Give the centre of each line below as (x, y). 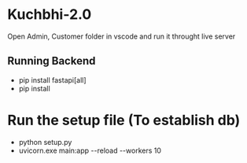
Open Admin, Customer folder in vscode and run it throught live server (122, 36)
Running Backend (52, 61)
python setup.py (45, 142)
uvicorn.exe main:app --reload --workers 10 (90, 150)
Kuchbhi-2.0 (50, 15)
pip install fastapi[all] (53, 80)
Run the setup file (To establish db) (124, 120)
